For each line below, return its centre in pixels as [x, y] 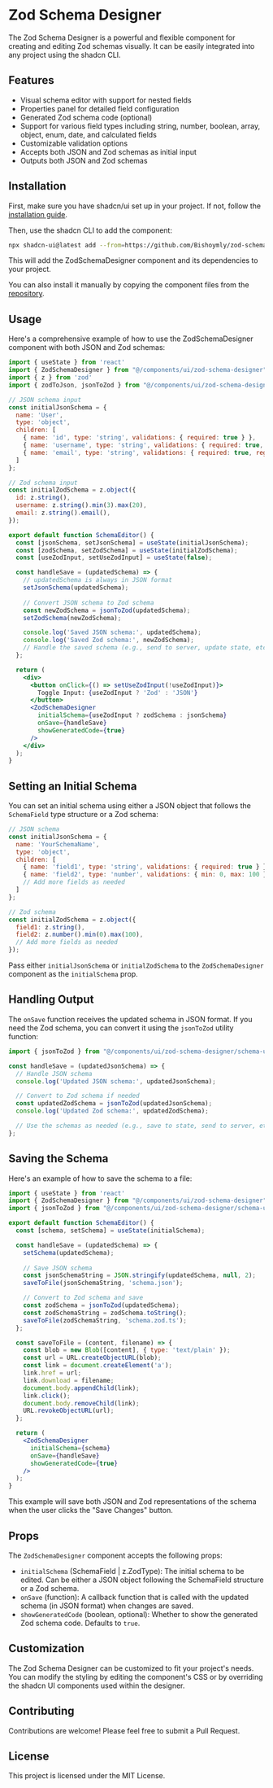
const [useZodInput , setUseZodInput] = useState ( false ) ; [114, 558]
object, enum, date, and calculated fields [88, 134]
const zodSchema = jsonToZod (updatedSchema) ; [102, 1305]
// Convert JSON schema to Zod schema [89, 603]
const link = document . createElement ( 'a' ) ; [98, 1366]
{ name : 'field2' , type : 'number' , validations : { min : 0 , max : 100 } [145, 875]
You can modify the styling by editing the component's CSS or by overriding [136, 1677]
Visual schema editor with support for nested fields [106, 100]
